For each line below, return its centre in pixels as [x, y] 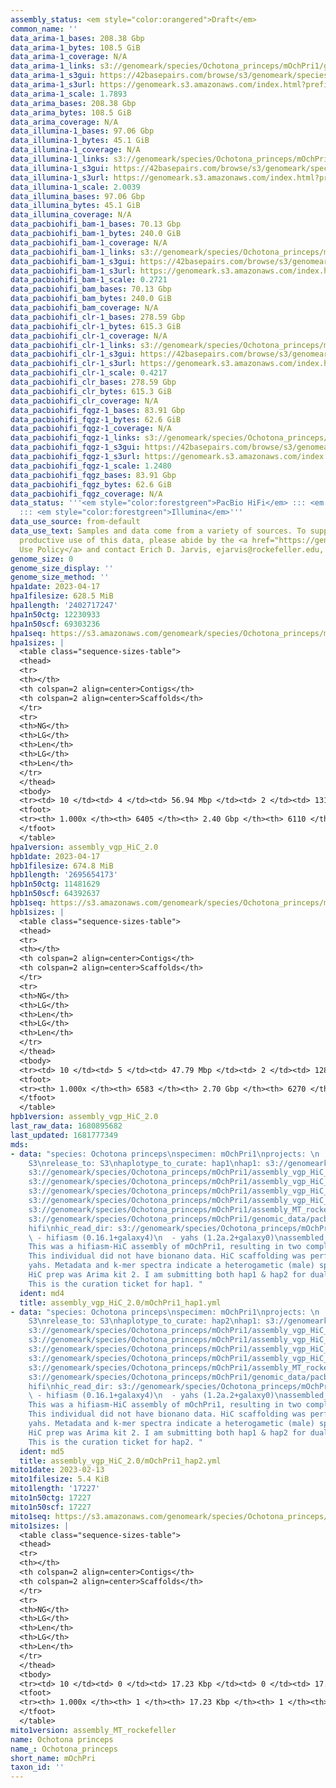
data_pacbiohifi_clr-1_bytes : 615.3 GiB [96, 326]
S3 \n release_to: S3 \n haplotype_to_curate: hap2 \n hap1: [145, 1321]
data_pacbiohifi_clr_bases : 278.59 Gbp [93, 382]
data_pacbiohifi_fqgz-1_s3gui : [75, 447]
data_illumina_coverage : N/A [71, 215]
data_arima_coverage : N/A [64, 122]
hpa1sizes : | [37, 642]
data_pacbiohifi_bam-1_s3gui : [73, 261]
